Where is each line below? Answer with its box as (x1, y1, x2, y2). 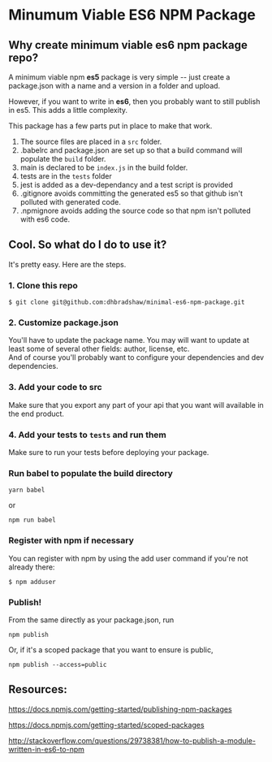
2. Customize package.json (8, 317, 119, 328)
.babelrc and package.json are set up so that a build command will (19, 145, 243, 155)
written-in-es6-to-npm (8, 744, 85, 754)
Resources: (8, 682, 67, 696)
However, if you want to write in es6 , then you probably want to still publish (8, 97, 261, 106)
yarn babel (8, 486, 45, 495)
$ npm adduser (8, 578, 57, 586)
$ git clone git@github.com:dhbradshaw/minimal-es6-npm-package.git (8, 298, 245, 306)
